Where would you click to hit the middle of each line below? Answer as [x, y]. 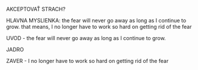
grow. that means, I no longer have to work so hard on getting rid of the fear [99, 27]
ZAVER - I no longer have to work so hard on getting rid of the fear [87, 61]
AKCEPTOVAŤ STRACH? [36, 9]
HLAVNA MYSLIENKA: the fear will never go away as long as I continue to [96, 20]
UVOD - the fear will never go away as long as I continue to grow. [86, 38]
